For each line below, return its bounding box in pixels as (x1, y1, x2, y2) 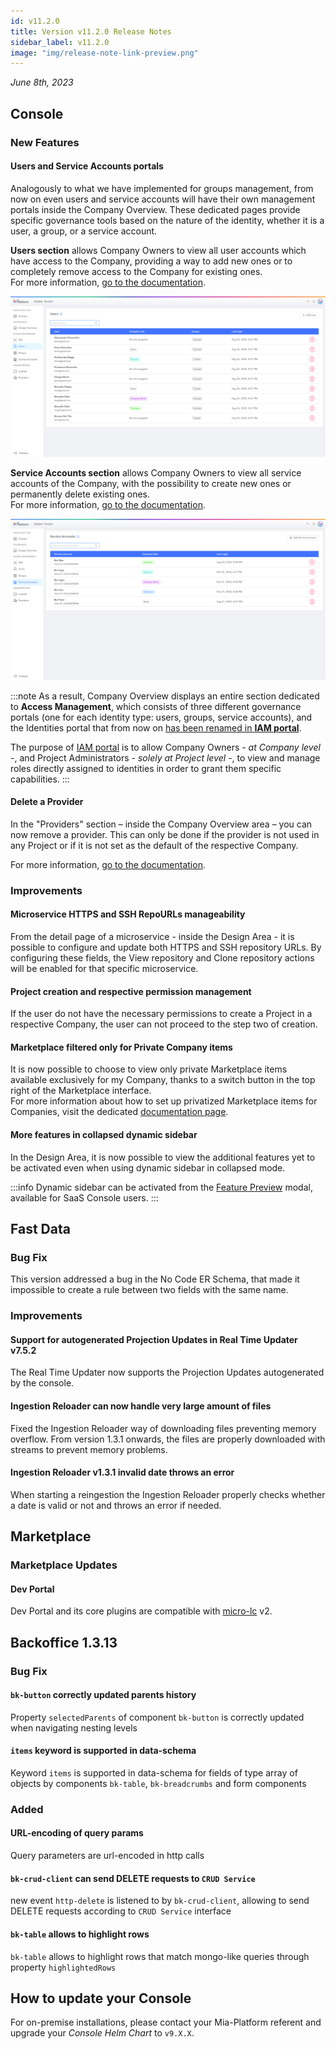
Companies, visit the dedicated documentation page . (10, 1106, 229, 1118)
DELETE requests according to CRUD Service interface (10, 1905, 232, 1917)
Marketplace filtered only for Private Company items (10, 1041, 233, 1053)
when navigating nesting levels (10, 1721, 138, 1734)
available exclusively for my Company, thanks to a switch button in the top (10, 1074, 316, 1086)
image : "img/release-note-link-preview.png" (10, 48, 199, 58)
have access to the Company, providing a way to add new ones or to (10, 255, 293, 267)
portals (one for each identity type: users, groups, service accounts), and (10, 711, 313, 723)
